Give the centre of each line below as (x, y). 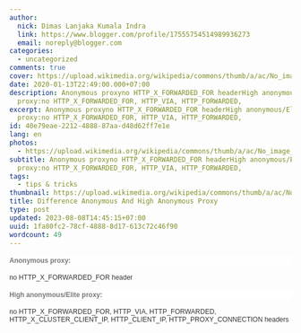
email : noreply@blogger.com (70, 43)
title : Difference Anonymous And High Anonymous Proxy (114, 202)
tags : (19, 176)
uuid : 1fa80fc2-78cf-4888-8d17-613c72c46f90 (94, 226)
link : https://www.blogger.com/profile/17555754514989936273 (134, 34)
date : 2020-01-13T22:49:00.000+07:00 (80, 84)
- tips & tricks (47, 185)
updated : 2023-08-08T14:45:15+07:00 (77, 218)
